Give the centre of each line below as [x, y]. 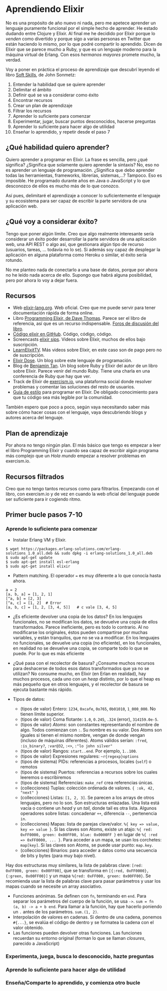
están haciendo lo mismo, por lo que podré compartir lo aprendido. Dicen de [84, 44]
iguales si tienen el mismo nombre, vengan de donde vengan [83, 735]
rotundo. [14, 260]
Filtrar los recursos [32, 111]
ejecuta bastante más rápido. [43, 689]
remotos [29, 766]
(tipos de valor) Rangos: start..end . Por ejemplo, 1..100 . [79, 751]
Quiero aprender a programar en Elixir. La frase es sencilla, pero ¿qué [77, 159]
